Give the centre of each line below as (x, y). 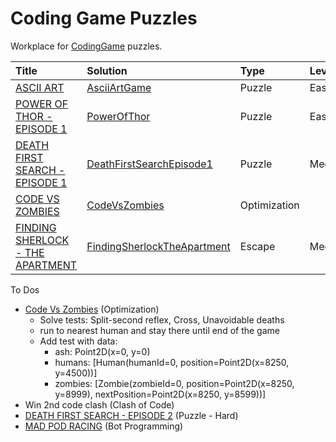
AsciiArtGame (119, 87)
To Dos (25, 289)
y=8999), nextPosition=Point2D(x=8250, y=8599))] (160, 394)
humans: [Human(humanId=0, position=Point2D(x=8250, (172, 362)
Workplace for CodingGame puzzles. (86, 46)
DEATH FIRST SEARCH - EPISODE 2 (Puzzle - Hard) (131, 415)
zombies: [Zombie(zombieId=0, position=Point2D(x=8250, (174, 383)
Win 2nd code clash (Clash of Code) (99, 404)
